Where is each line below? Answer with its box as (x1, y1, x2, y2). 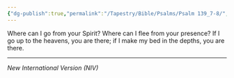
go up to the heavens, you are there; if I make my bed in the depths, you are (7, 36, 225, 45)
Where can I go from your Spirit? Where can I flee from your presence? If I (7, 29, 220, 37)
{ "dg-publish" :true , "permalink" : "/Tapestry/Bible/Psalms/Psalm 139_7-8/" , (7, 10, 229, 17)
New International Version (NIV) (7, 64, 99, 72)
